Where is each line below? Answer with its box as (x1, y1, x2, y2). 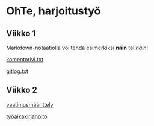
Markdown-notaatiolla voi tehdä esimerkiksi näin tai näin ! (6, 44, 149, 51)
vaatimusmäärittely (6, 101, 54, 108)
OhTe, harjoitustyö (6, 4, 101, 18)
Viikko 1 (6, 28, 36, 39)
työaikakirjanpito (6, 113, 48, 120)
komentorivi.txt (6, 56, 44, 63)
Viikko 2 (6, 85, 38, 95)
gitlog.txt (6, 68, 29, 75)
